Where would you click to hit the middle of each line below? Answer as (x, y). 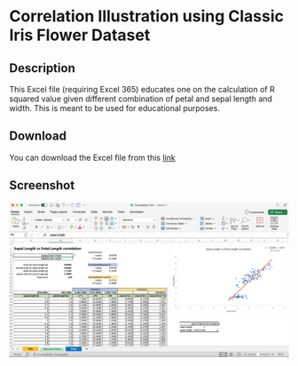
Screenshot (42, 185)
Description (42, 68)
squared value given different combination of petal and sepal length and (141, 99)
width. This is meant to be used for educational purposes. (114, 108)
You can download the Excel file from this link (92, 157)
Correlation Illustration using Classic (147, 16)
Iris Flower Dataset (80, 35)
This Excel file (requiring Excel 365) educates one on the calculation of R (142, 89)
